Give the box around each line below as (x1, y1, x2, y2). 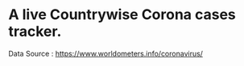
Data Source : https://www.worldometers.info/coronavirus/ (8, 49, 204, 58)
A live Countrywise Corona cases (8, 6, 236, 24)
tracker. (8, 22, 62, 41)
